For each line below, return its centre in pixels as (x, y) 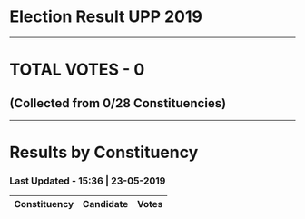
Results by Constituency (104, 153)
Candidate (105, 204)
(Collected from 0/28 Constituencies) (118, 103)
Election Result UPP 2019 (106, 17)
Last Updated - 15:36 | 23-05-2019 (88, 181)
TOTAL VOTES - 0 (77, 70)
